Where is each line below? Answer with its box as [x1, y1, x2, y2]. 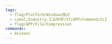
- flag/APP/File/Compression [10, 21, 72, 27]
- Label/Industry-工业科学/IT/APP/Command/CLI [10, 17, 107, 22]
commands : [5, 26, 26, 31]
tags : [5, 7, 17, 13]
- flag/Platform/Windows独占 [10, 12, 70, 17]
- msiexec [10, 31, 31, 36]
